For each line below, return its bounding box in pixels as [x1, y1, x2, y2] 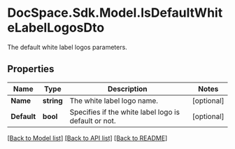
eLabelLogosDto [7, 20, 105, 36]
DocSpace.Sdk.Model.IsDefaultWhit [7, 5, 223, 21]
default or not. [69, 115, 117, 125]
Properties [7, 63, 55, 75]
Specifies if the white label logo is [69, 107, 180, 117]
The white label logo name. [69, 96, 159, 106]
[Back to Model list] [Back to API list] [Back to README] [7, 134, 168, 142]
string [42, 96, 63, 106]
